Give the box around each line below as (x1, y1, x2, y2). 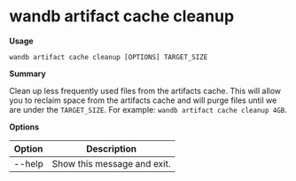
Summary (9, 68, 46, 79)
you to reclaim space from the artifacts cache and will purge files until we (9, 95, 277, 106)
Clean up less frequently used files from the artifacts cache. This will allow (9, 85, 282, 96)
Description (86, 142, 137, 154)
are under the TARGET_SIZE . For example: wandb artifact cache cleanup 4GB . (9, 104, 288, 114)
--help (13, 157, 44, 169)
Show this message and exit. (51, 157, 171, 169)
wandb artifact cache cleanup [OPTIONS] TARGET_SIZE (9, 52, 208, 61)
